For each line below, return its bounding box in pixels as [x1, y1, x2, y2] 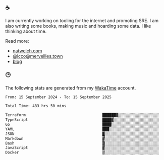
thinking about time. [5, 28, 47, 34]
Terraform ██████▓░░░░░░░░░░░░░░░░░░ [5, 113, 159, 118]
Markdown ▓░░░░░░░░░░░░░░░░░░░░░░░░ [5, 136, 159, 141]
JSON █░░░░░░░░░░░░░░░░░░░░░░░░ [5, 131, 159, 136]
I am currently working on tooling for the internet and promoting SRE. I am [5, 18, 159, 24]
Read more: [5, 38, 29, 44]
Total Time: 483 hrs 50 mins [5, 104, 67, 109]
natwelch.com [12, 48, 42, 54]
